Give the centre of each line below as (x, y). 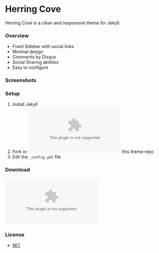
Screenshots (21, 80)
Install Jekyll (25, 104)
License (15, 235)
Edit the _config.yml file (37, 157)
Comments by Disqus (34, 57)
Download (18, 170)
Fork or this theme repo (83, 152)
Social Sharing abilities (35, 62)
